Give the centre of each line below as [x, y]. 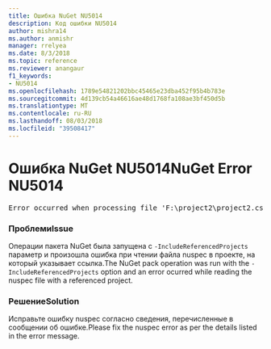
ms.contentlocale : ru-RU [50, 114]
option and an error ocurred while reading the [176, 271]
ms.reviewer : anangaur [46, 69]
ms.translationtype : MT [48, 106]
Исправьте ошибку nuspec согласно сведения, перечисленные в [121, 319]
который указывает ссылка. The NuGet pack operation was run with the [129, 263]
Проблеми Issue [41, 229]
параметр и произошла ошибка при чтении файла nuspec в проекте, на [132, 254]
